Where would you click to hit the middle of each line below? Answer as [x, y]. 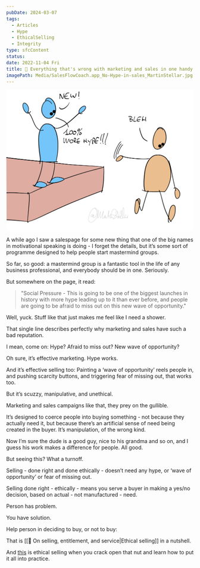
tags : [13, 19]
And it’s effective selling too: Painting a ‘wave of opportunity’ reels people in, [100, 369]
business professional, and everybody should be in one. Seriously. [87, 270]
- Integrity [26, 44]
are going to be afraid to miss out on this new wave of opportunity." [103, 306]
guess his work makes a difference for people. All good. [75, 447]
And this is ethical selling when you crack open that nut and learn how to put [100, 552]
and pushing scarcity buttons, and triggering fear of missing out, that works [99, 376]
